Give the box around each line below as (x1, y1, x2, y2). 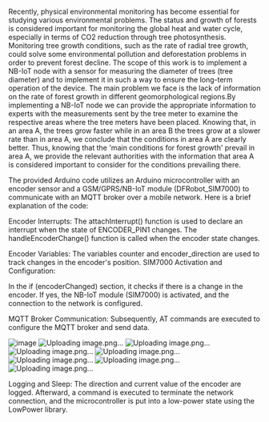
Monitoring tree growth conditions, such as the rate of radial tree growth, (8, 41, 249, 50)
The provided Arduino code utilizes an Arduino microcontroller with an (8, 175, 240, 185)
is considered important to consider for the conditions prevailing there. (8, 160, 242, 169)
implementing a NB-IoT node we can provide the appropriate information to (8, 100, 256, 110)
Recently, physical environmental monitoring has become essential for (8, 7, 240, 16)
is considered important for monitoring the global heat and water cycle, (8, 24, 243, 33)
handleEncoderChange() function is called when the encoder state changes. (8, 234, 260, 243)
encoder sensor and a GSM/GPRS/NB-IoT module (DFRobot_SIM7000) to (8, 184, 250, 193)
